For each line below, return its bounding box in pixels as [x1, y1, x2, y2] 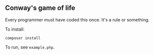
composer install [5, 36, 41, 40]
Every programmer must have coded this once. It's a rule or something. [5, 17, 150, 22]
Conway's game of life [5, 4, 75, 12]
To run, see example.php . [5, 44, 55, 50]
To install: [5, 26, 25, 32]
